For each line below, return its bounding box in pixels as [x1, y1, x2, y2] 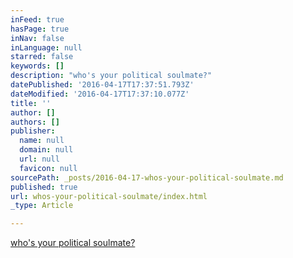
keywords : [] [10, 61, 65, 71]
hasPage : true [10, 24, 70, 34]
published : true [10, 182, 78, 192]
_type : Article [10, 201, 74, 211]
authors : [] [10, 117, 60, 127]
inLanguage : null [10, 42, 83, 53]
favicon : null [19, 163, 78, 173]
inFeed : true [10, 14, 65, 25]
